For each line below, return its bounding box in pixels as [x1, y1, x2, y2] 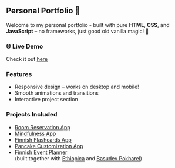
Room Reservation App [14, 124, 70, 131]
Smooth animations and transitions [14, 90, 99, 97]
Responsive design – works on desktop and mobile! [14, 83, 139, 91]
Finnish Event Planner [14, 149, 68, 156]
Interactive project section [14, 96, 78, 103]
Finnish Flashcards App [14, 136, 72, 143]
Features [6, 70, 32, 78]
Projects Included [6, 111, 58, 119]
